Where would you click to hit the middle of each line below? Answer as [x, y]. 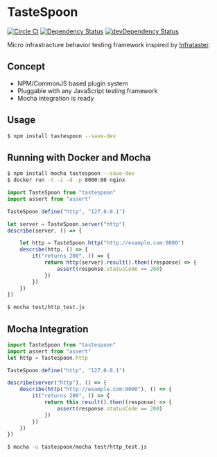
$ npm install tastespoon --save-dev [62, 136]
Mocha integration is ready [55, 98]
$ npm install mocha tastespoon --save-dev [71, 174]
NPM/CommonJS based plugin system [72, 83]
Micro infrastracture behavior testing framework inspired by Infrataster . [109, 44]
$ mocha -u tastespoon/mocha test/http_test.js [77, 447]
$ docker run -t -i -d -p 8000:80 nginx [67, 180]
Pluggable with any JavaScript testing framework [87, 90]
